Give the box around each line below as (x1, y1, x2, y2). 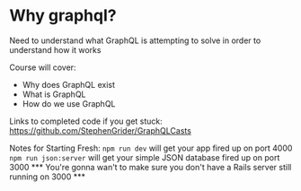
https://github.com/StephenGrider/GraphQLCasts (9, 125, 191, 135)
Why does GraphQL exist (22, 79, 115, 90)
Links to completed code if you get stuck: (9, 116, 164, 126)
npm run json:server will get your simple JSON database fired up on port (9, 152, 280, 162)
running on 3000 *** (9, 171, 86, 182)
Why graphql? (9, 5, 117, 26)
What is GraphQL (22, 89, 87, 100)
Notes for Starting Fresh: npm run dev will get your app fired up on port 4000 (9, 143, 293, 153)
